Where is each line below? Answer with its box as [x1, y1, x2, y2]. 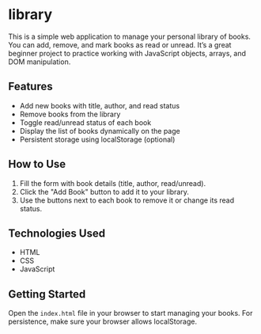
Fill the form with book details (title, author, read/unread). [19, 178, 206, 188]
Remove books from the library [19, 109, 121, 119]
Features [8, 80, 53, 93]
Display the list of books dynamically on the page [19, 126, 180, 135]
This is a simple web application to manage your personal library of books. [8, 32, 252, 41]
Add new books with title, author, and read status [19, 101, 180, 110]
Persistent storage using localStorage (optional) [19, 135, 176, 144]
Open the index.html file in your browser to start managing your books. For [8, 309, 253, 318]
